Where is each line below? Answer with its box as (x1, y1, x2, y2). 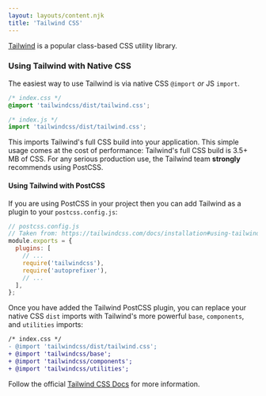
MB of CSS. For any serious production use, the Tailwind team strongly (8, 154, 241, 163)
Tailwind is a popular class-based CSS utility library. (8, 40, 178, 50)
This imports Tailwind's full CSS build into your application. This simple (8, 137, 239, 147)
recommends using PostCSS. (8, 163, 104, 172)
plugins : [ (15, 244, 51, 252)
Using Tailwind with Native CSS (8, 60, 132, 71)
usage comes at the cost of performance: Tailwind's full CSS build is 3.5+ (8, 146, 248, 156)
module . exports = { (8, 237, 73, 245)
